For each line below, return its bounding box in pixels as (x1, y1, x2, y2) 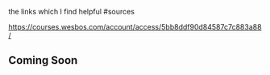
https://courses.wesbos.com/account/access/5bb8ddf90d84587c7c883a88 (8, 22, 262, 31)
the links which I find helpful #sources (8, 7, 135, 16)
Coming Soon (8, 53, 78, 67)
